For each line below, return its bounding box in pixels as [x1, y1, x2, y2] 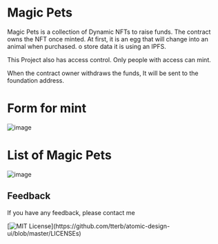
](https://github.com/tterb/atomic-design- [50, 222, 170, 230]
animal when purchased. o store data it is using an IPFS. [7, 42, 167, 50]
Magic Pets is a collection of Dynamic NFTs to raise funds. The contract [7, 28, 211, 36]
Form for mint [7, 101, 87, 116]
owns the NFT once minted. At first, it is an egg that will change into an [7, 34, 208, 43]
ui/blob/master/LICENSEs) [7, 229, 81, 237]
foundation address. [7, 76, 64, 84]
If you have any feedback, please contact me [7, 208, 136, 216]
